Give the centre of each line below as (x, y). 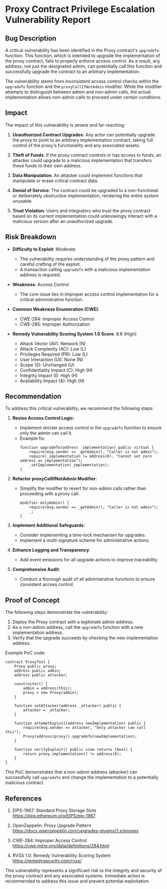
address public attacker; (41, 675)
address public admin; (38, 671)
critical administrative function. (52, 299)
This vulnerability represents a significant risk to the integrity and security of (83, 870)
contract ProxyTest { (28, 662)
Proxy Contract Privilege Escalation (80, 9)
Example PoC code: (25, 653)
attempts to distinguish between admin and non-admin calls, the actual (78, 92)
